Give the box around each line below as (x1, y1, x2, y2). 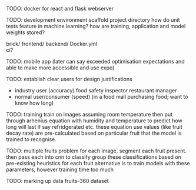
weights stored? (6, 29, 45, 36)
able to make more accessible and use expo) (6, 64, 115, 71)
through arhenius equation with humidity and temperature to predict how (6, 117, 182, 124)
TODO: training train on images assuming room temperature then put (6, 111, 172, 118)
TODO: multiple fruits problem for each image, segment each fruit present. (6, 147, 187, 154)
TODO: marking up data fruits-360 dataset (6, 178, 109, 184)
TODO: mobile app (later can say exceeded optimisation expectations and (6, 58, 185, 65)
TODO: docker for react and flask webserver (6, 5, 114, 12)
